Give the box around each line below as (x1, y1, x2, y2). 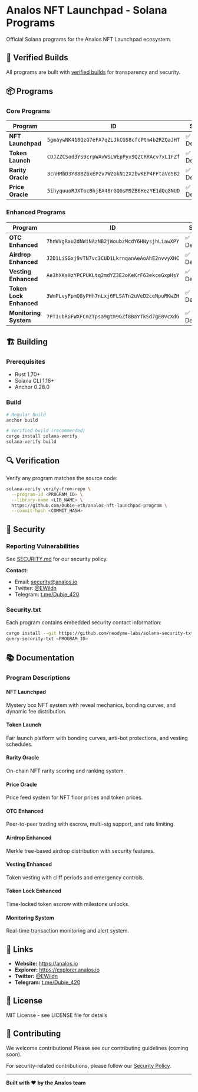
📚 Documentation (6, 653, 75, 663)
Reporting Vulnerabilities (6, 542, 80, 550)
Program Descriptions (6, 674, 71, 682)
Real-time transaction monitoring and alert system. (6, 927, 130, 934)
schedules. (6, 741, 33, 748)
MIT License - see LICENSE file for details (6, 1011, 108, 1019)
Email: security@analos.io (14, 578, 78, 585)
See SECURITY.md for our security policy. (6, 555, 108, 562)
